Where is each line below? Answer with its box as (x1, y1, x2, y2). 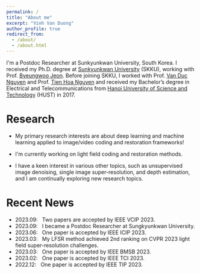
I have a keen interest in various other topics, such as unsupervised (14, 162, 183, 169)
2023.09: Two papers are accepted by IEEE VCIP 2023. (14, 215, 155, 223)
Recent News (6, 196, 74, 209)
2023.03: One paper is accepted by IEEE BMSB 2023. (14, 248, 152, 255)
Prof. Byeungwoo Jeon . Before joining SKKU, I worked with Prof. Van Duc (6, 72, 188, 79)
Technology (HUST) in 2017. (6, 91, 76, 98)
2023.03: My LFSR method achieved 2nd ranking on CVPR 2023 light (14, 235, 190, 242)
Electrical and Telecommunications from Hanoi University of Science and (6, 84, 188, 92)
